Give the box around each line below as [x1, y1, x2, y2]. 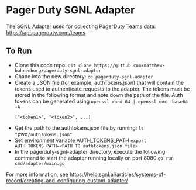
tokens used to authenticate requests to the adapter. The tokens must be [14, 85, 190, 92]
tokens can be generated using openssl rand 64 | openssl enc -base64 [14, 98, 188, 105]
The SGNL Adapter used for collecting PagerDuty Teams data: [6, 23, 156, 30]
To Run [6, 46, 32, 56]
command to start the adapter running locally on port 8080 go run [14, 154, 174, 161]
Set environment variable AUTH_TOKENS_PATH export [14, 137, 147, 144]
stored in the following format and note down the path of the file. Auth [14, 91, 183, 98]
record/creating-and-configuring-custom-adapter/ [6, 177, 128, 184]
